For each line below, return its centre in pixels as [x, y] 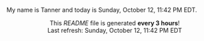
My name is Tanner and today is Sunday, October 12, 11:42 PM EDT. [102, 10]
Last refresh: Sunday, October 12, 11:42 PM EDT [115, 30]
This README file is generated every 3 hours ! [115, 23]
